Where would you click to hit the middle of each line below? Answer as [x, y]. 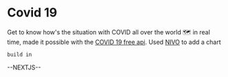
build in [20, 54]
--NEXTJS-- [24, 67]
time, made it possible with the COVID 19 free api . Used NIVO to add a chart [114, 42]
